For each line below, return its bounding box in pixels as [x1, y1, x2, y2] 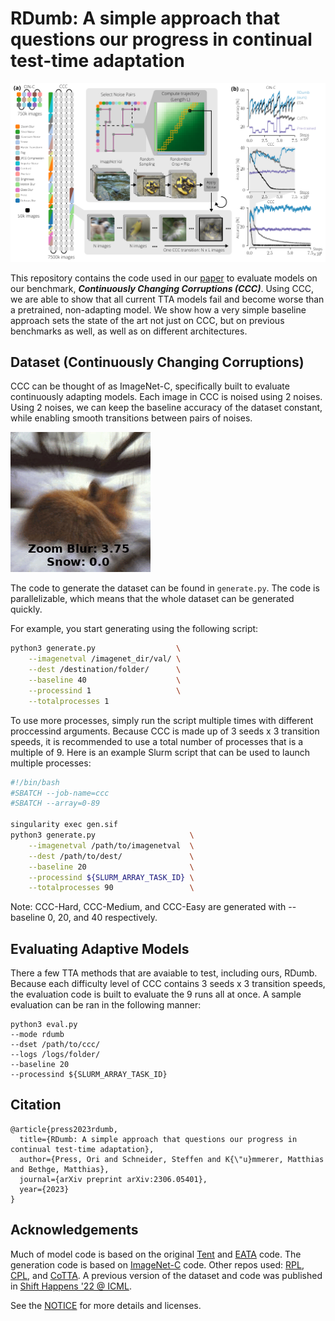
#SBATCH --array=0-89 [10, 798, 101, 809]
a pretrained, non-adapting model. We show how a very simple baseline [10, 303, 307, 316]
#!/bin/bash [10, 777, 60, 787]
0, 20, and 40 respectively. [47, 912, 158, 924]
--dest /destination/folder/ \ [28, 665, 182, 675]
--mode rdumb [10, 1030, 65, 1040]
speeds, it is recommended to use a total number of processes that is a [10, 735, 304, 747]
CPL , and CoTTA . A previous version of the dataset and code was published [10, 1269, 323, 1281]
